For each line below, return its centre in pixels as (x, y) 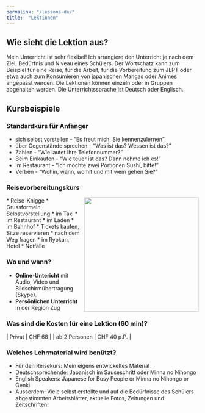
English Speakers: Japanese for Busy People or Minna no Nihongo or (102, 379)
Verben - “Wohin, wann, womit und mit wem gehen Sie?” (86, 172)
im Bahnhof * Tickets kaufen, (43, 227)
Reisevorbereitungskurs (43, 187)
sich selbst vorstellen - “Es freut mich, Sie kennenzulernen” (90, 139)
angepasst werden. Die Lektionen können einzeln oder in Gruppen (89, 83)
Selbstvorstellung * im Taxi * (42, 214)
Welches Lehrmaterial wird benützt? (61, 353)
